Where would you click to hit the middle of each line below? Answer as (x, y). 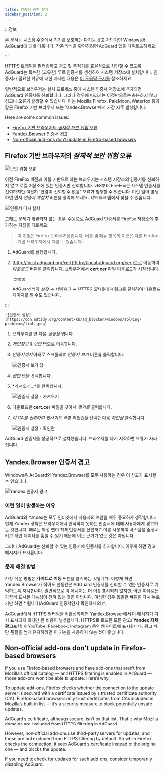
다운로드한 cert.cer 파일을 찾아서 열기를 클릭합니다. (62, 407)
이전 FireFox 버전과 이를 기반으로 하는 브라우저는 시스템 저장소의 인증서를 (76, 179)
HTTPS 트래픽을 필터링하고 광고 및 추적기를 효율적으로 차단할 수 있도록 (73, 66)
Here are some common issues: (37, 117)
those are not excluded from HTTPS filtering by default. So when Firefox (78, 738)
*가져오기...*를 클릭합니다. (37, 386)
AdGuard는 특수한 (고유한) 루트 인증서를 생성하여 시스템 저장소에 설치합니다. (79, 72)
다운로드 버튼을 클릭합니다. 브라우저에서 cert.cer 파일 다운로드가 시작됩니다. (86, 269)
